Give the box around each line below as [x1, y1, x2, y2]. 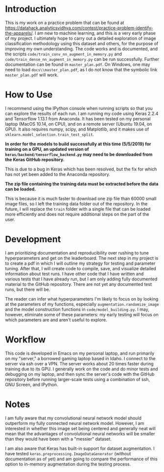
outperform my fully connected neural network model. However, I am [5, 420, 144, 426]
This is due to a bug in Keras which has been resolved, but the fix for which [5, 166, 157, 172]
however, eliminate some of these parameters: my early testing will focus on [5, 311, 159, 317]
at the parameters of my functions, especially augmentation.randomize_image [5, 301, 159, 307]
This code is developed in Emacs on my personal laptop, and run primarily [5, 350, 155, 356]
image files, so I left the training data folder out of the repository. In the [5, 200, 148, 207]
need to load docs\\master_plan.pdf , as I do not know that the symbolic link [5, 66, 158, 72]
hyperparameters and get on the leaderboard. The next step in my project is [5, 255, 159, 261]
